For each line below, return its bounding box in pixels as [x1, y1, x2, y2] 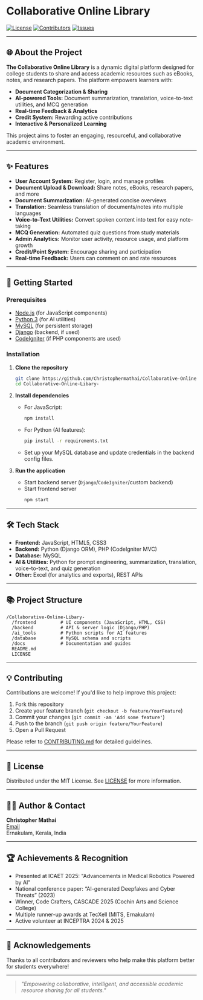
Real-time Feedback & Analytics [14, 107, 98, 114]
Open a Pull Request [14, 726, 66, 734]
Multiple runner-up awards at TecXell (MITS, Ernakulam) [14, 911, 155, 918]
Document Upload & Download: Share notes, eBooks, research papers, [14, 184, 194, 191]
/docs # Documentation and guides [11, 640, 131, 647]
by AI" [14, 879, 31, 886]
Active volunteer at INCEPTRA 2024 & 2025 [14, 917, 124, 925]
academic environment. [6, 138, 65, 146]
